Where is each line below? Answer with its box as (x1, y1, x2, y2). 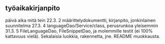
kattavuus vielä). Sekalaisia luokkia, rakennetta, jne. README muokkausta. (5, 33, 160, 39)
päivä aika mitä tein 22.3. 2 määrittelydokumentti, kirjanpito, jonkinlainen (5, 17, 156, 23)
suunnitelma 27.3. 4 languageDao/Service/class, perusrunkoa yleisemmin (5, 22, 158, 28)
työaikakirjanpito (5, 4, 60, 12)
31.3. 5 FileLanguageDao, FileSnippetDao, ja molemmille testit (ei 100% (5, 27, 153, 34)
